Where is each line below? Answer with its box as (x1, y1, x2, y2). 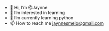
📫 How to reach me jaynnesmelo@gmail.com (9, 20, 104, 26)
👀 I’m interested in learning (9, 10, 65, 15)
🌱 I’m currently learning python (9, 15, 74, 20)
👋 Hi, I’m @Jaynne (9, 5, 48, 10)
